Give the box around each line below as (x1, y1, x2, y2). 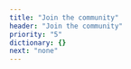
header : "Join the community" (9, 22, 124, 30)
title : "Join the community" (9, 13, 119, 22)
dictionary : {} (9, 38, 67, 47)
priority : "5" (9, 30, 63, 39)
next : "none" (9, 47, 59, 56)
